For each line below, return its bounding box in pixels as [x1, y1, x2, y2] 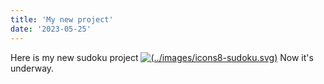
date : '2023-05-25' [10, 24, 92, 34]
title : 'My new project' [10, 14, 114, 25]
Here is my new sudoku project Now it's [10, 51, 314, 63]
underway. [10, 62, 55, 74]
